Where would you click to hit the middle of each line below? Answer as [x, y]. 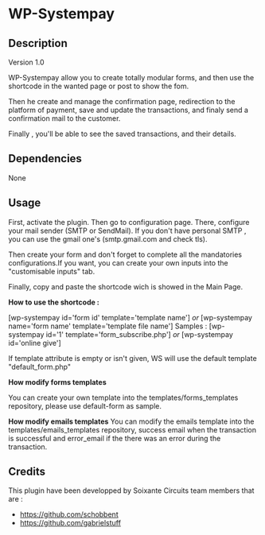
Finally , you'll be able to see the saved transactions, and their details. [122, 134]
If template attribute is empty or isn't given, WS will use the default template [132, 358]
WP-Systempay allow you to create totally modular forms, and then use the [131, 78]
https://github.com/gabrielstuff [70, 523]
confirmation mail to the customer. [64, 118]
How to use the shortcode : [54, 302]
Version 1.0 [26, 62]
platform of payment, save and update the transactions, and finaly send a [129, 110]
